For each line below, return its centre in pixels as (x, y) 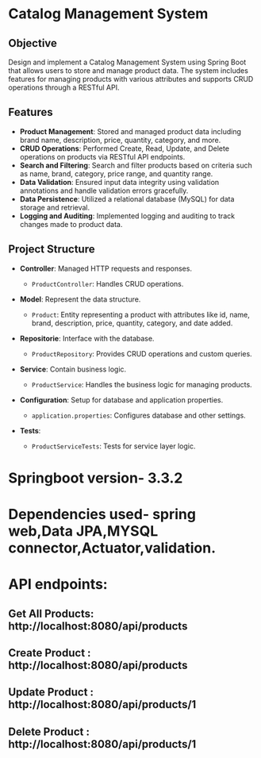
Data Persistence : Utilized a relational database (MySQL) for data (127, 198)
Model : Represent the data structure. (80, 299)
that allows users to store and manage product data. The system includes (128, 71)
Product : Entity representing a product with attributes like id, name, (140, 314)
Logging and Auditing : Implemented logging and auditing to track (127, 216)
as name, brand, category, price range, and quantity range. (116, 173)
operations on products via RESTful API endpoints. (102, 156)
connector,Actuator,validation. (112, 548)
